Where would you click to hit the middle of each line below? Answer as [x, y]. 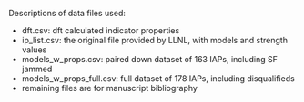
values [34, 50]
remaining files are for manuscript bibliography [109, 88]
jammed [37, 69]
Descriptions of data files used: [67, 13]
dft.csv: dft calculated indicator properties [101, 30]
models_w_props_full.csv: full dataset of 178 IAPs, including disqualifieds [158, 79]
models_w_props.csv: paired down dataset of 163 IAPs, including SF [150, 59]
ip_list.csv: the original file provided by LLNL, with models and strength [155, 40]
